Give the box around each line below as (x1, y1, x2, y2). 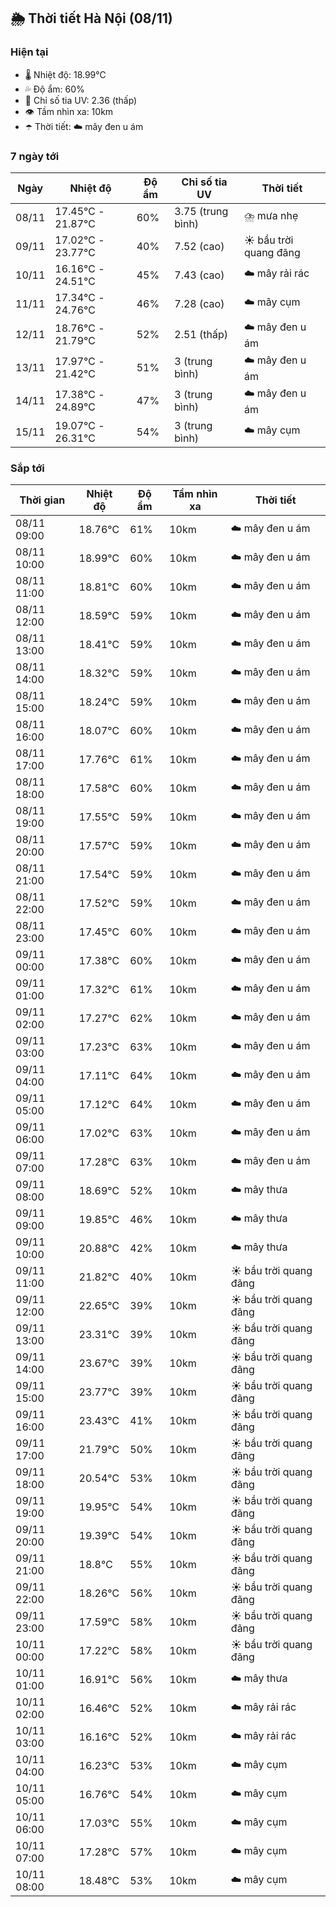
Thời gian (19, 493, 66, 507)
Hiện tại (10, 45, 49, 59)
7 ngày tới (10, 149, 60, 163)
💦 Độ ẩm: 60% (24, 83, 85, 95)
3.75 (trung (174, 204, 229, 218)
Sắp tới (10, 461, 45, 475)
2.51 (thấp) (174, 328, 228, 342)
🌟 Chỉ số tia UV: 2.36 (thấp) (24, 94, 138, 106)
